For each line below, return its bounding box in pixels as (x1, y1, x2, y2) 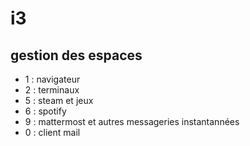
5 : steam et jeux (24, 95, 94, 106)
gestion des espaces (10, 47, 143, 64)
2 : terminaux (24, 84, 80, 96)
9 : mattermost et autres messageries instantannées (24, 116, 240, 127)
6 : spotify (24, 105, 67, 117)
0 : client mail (24, 127, 81, 138)
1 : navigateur (24, 73, 81, 85)
